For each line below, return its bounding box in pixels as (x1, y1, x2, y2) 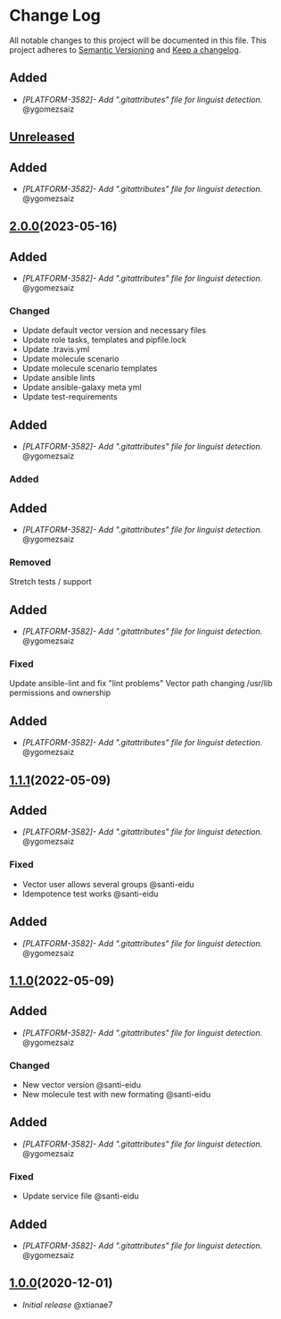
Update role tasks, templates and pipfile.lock (21, 334, 187, 345)
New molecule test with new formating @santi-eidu (21, 1089, 211, 1100)
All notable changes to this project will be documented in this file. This (9, 35, 268, 46)
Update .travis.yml (21, 344, 90, 355)
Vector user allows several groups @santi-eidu (21, 878, 194, 889)
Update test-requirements (21, 391, 118, 402)
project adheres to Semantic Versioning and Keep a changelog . (9, 44, 242, 55)
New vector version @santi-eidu (21, 1080, 141, 1090)
